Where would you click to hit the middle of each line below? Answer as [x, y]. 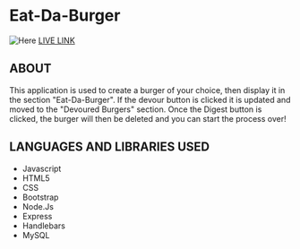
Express [37, 216]
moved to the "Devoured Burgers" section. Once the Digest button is [136, 109]
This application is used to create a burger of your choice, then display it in [147, 90]
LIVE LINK [57, 40]
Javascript [42, 168]
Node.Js [38, 206]
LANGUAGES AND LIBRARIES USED [110, 147]
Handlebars [43, 226]
